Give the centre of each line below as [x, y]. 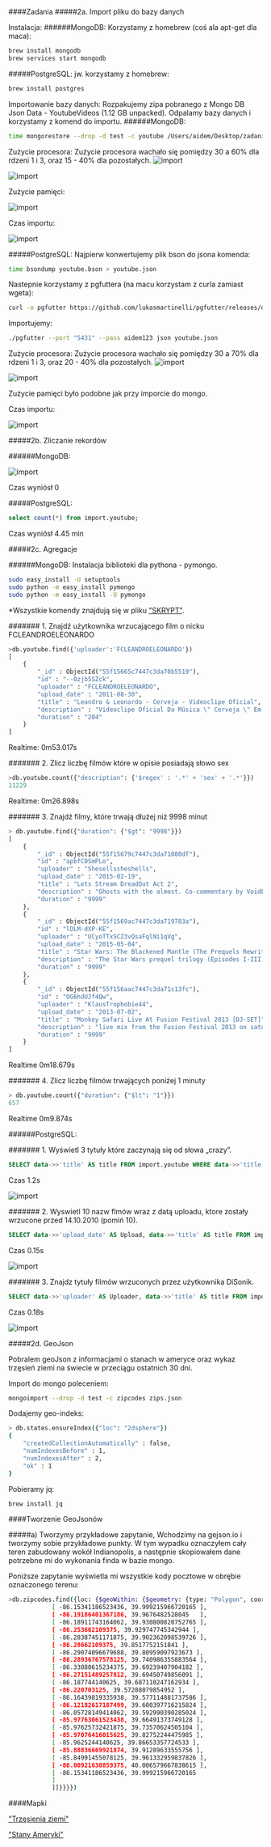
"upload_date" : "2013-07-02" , [90, 1012]
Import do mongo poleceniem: [58, 1383]
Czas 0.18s [26, 1312]
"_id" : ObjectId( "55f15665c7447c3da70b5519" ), [119, 672]
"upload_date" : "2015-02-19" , [90, 877]
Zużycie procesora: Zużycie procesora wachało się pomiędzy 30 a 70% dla [134, 354]
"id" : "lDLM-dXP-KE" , [75, 930]
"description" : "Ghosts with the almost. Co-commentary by [140, 892]
